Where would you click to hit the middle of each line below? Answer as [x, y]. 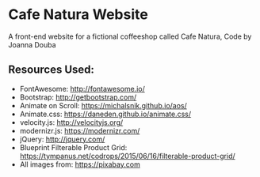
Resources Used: [52, 70]
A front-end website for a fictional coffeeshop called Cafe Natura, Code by [130, 36]
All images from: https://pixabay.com [80, 164]
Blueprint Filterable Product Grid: [73, 147]
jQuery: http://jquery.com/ [62, 139]
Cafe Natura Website [78, 15]
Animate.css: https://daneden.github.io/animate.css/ [105, 114]
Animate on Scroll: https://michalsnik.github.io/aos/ [103, 105]
